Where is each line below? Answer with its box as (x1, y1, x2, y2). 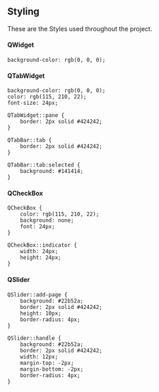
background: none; (20, 217, 74, 224)
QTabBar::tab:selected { (7, 162, 81, 169)
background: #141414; (20, 168, 83, 175)
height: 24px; (20, 254, 61, 262)
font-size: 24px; (7, 99, 59, 107)
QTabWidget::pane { (7, 112, 65, 119)
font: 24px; (20, 223, 55, 230)
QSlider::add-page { (7, 291, 69, 298)
